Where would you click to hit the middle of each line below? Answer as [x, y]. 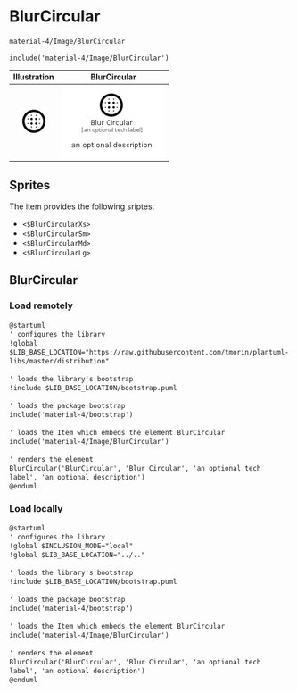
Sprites [30, 185]
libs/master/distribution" [59, 361]
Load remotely [41, 305]
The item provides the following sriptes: [82, 206]
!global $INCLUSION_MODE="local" [71, 546]
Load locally [36, 508]
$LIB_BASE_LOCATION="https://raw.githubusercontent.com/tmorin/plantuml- [149, 352]
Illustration [34, 77]
